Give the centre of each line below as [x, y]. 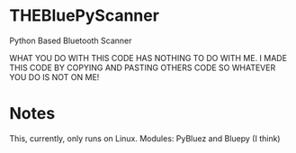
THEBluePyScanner [85, 16]
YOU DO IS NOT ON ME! [54, 76]
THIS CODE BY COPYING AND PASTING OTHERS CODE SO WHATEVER [143, 67]
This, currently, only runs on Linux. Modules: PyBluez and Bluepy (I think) [145, 138]
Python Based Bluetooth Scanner [71, 40]
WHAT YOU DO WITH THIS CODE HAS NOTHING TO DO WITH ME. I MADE [148, 58]
